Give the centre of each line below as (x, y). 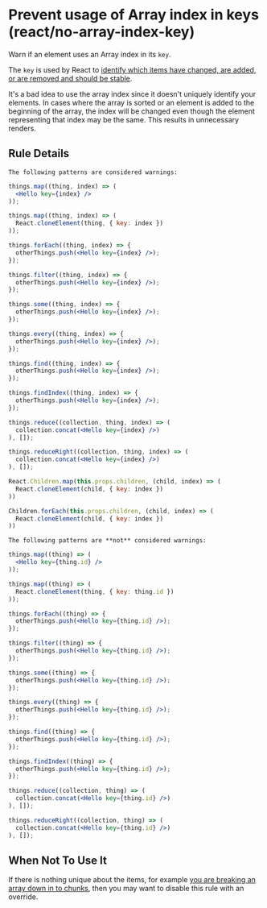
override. (23, 897)
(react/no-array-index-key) (102, 32)
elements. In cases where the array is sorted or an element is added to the (131, 102)
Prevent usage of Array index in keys (134, 15)
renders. (22, 128)
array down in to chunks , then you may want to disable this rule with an (126, 889)
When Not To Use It (58, 860)
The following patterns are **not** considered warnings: (107, 541)
